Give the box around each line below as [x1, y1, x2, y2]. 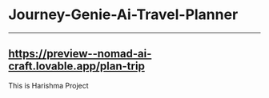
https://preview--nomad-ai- [8, 47, 152, 61]
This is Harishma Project [8, 80, 90, 90]
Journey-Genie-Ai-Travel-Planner [8, 6, 239, 24]
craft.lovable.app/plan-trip [8, 60, 146, 73]
